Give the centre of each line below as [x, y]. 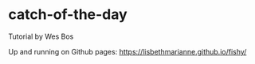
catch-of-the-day [68, 15]
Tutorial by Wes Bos [41, 36]
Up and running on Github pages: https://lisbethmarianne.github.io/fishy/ [127, 51]
